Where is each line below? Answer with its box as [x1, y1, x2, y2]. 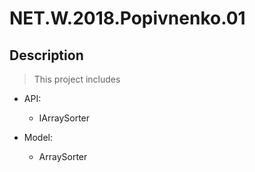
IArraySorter [38, 112, 91, 124]
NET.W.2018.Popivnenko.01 [9, 7, 246, 30]
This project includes [33, 73, 121, 85]
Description [9, 47, 84, 64]
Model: [23, 132, 53, 143]
